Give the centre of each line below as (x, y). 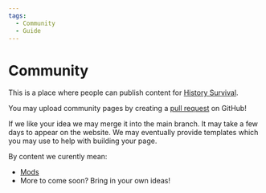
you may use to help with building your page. (83, 141)
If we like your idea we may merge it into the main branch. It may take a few (133, 124)
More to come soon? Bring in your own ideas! (95, 181)
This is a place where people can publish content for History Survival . (123, 92)
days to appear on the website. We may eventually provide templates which (133, 133)
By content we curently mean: (58, 157)
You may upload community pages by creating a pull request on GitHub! (127, 109)
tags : (17, 16)
